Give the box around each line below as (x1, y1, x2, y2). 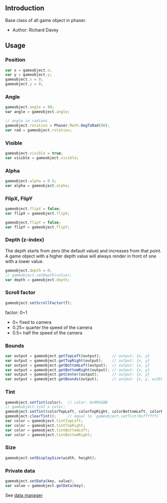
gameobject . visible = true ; (5, 151, 64, 156)
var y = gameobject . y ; (5, 72, 52, 77)
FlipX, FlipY (5, 195, 33, 202)
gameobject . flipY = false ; (5, 220, 61, 225)
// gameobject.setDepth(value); (5, 272, 72, 277)
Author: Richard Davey (12, 27, 59, 33)
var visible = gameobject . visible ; (5, 155, 79, 160)
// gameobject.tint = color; (5, 404, 66, 410)
